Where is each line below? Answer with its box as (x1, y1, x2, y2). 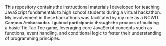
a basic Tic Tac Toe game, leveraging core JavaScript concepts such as (5, 25, 152, 31)
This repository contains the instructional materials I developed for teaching (5, 4, 160, 10)
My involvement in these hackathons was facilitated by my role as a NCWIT (5, 15, 159, 20)
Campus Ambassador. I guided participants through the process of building (5, 20, 159, 25)
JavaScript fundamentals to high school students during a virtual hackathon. (5, 9, 161, 15)
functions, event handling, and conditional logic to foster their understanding (5, 30, 162, 36)
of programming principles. (5, 35, 61, 41)
